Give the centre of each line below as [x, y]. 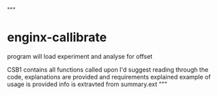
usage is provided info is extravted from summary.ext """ [87, 84]
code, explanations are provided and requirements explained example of [109, 77]
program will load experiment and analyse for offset [80, 56]
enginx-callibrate [57, 38]
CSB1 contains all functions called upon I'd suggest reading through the [108, 69]
